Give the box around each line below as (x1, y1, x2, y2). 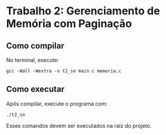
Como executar (6, 84, 64, 94)
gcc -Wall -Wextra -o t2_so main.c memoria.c (6, 68, 121, 74)
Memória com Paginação (6, 17, 133, 30)
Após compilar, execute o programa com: (6, 100, 108, 107)
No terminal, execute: (6, 57, 59, 63)
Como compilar (6, 41, 64, 51)
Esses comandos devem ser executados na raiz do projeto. (6, 122, 152, 129)
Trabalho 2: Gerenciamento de (6, 4, 160, 18)
